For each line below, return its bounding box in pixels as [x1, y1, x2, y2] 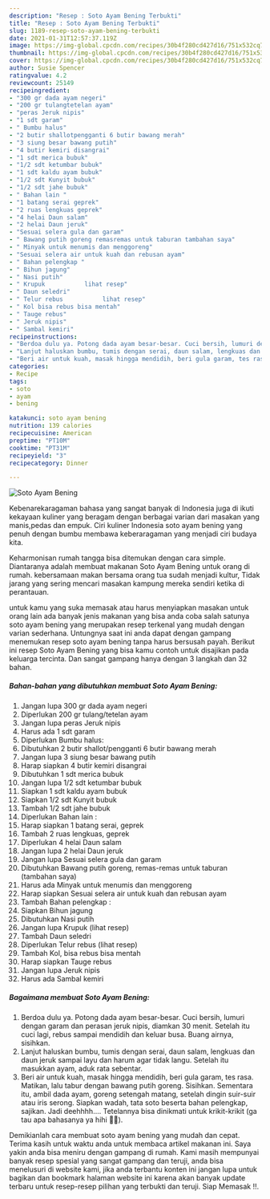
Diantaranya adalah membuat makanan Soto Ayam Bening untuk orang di [9, 562, 251, 571]
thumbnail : [9, 49, 46, 57]
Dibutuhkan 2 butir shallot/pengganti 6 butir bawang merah [20, 744, 217, 754]
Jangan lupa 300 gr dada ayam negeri [20, 701, 147, 711]
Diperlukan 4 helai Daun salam [20, 838, 123, 847]
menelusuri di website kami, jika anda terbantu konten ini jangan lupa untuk [9, 1164, 258, 1174]
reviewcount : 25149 [9, 79, 75, 87]
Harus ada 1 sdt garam [20, 727, 95, 737]
